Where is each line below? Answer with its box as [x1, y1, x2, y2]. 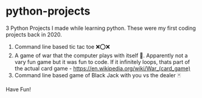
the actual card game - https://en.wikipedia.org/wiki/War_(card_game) [14, 65, 191, 72]
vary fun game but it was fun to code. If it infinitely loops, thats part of [14, 58, 190, 65]
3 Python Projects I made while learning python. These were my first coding [5, 24, 196, 32]
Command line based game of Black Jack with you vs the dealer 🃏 [14, 71, 181, 79]
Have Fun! [5, 85, 32, 93]
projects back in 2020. [5, 30, 62, 38]
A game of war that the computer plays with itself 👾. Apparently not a [14, 52, 188, 59]
